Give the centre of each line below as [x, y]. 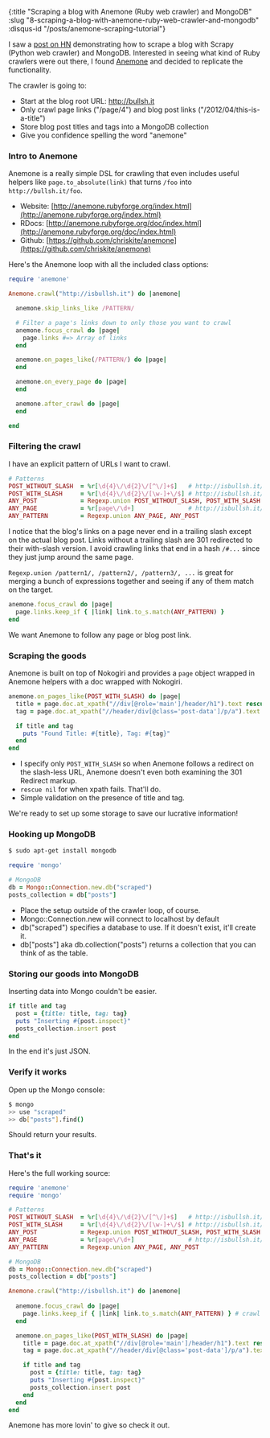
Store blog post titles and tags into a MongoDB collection [114, 127]
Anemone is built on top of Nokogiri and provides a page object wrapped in [132, 673]
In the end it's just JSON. [49, 1051]
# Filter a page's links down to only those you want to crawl [123, 323]
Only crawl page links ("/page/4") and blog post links [108, 109]
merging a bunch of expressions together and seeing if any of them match [131, 581]
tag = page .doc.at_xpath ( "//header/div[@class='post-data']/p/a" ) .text [138, 711]
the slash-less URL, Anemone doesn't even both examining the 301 [131, 772]
